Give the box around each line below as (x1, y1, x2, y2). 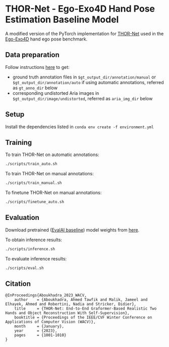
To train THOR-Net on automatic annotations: (5, 151, 99, 158)
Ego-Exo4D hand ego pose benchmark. (5, 36, 88, 42)
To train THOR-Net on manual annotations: (5, 171, 94, 177)
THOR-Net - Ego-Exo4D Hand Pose (5, 3, 155, 15)
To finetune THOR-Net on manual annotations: (5, 189, 102, 196)
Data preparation (5, 51, 60, 59)
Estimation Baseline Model (5, 14, 119, 25)
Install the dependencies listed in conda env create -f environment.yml (5, 124, 154, 130)
